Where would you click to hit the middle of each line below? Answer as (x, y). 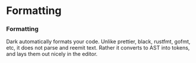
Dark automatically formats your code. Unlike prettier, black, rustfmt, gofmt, (98, 41)
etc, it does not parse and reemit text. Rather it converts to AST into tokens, (98, 48)
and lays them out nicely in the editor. (52, 54)
